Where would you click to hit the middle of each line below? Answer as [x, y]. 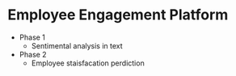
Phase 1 [32, 37]
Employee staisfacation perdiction [88, 63]
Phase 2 [33, 54]
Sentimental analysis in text [77, 45]
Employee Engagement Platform [118, 15]
